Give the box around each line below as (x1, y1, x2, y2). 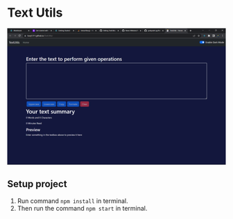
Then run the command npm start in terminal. (17, 204, 148, 212)
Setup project (7, 178, 67, 190)
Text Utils (7, 5, 63, 21)
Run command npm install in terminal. (17, 196, 128, 205)
